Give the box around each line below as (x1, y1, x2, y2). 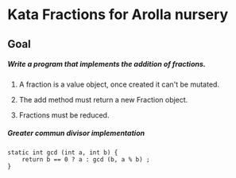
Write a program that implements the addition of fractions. (7, 60, 206, 69)
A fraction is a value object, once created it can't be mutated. (18, 79, 220, 89)
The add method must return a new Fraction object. (18, 95, 188, 104)
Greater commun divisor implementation (7, 129, 145, 138)
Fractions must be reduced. (18, 110, 110, 120)
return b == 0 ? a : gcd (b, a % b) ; (21, 155, 150, 164)
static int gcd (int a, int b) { (7, 149, 118, 157)
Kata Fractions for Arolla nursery (7, 6, 228, 24)
